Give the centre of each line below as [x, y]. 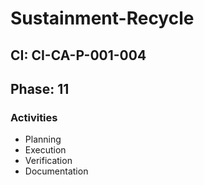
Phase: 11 [40, 88]
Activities [34, 117]
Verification [48, 161]
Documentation [56, 171]
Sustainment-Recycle [102, 18]
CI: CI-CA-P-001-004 [78, 55]
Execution [45, 150]
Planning [43, 139]
